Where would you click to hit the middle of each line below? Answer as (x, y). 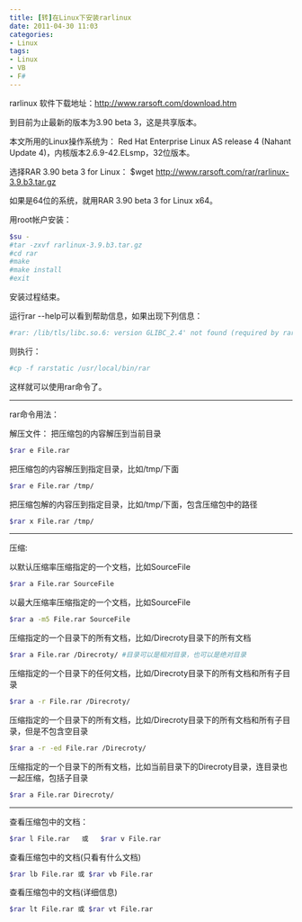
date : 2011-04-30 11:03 (54, 26)
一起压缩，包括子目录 (49, 777)
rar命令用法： (35, 414)
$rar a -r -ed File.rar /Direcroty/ (78, 748)
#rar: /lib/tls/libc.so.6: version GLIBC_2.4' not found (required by (144, 333)
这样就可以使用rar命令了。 (58, 386)
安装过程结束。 (37, 297)
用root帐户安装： (40, 219)
